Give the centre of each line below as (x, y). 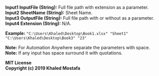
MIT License (18, 63)
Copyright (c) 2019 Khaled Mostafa (43, 68)
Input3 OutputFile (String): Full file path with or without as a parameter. (80, 18)
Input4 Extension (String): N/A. (38, 23)
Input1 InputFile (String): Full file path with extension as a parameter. (77, 7)
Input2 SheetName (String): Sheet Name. (49, 13)
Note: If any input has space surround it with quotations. (64, 53)
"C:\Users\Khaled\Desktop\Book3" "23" (46, 38)
